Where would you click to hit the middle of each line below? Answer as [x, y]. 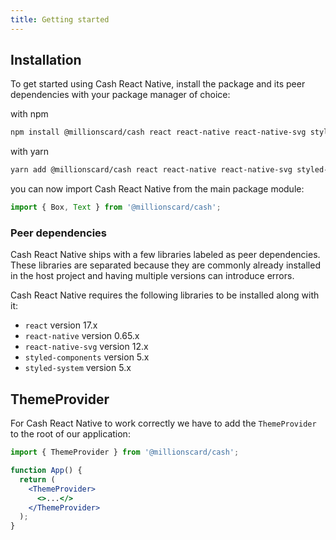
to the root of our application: [70, 434]
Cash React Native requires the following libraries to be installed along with [165, 295]
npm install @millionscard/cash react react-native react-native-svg [158, 132]
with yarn [30, 152]
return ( [37, 479]
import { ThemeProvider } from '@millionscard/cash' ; [125, 452]
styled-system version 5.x [78, 368]
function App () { [46, 471]
